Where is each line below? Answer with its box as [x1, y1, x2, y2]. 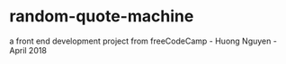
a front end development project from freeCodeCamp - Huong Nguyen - [9, 36, 277, 46]
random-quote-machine [9, 6, 194, 27]
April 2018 [9, 44, 48, 55]
